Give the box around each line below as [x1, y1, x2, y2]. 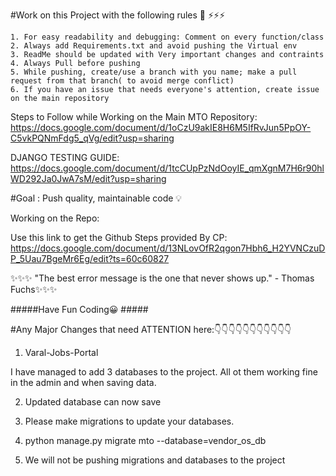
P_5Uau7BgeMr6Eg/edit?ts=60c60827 [10, 253, 170, 264]
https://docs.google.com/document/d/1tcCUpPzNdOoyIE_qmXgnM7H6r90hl [10, 162, 325, 174]
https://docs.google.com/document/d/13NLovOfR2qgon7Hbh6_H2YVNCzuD [10, 242, 326, 254]
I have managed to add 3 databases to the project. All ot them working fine [10, 366, 318, 378]
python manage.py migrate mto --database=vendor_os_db [24, 435, 267, 446]
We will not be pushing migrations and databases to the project [24, 454, 286, 466]
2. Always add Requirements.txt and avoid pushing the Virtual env [10, 41, 298, 51]
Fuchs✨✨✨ [10, 284, 58, 295]
